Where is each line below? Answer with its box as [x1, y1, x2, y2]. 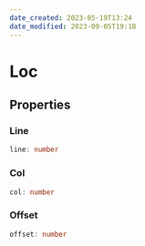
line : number [9, 145, 59, 155]
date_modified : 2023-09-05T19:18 [9, 22, 137, 31]
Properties [9, 97, 71, 113]
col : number [9, 188, 55, 197]
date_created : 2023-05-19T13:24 [9, 13, 132, 23]
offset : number [9, 230, 67, 239]
